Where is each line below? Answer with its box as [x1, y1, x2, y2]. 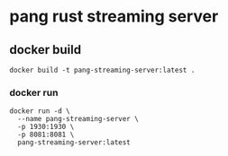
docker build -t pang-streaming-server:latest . [9, 65, 196, 74]
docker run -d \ [9, 107, 70, 116]
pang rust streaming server [9, 6, 219, 27]
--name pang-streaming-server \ [17, 115, 140, 124]
